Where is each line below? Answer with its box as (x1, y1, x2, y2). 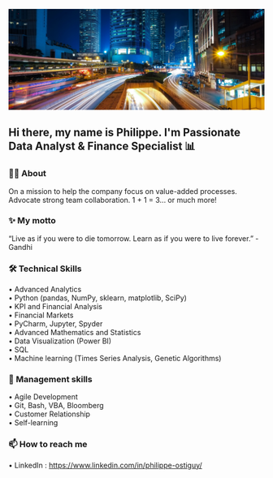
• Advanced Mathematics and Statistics (8, 328, 141, 338)
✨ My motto (8, 215, 57, 226)
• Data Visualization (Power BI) (8, 336, 112, 346)
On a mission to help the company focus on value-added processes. (8, 186, 237, 196)
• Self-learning (8, 418, 58, 428)
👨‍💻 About (8, 168, 47, 179)
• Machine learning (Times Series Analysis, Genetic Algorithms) (8, 354, 222, 364)
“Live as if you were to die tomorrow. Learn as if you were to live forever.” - (8, 233, 259, 243)
